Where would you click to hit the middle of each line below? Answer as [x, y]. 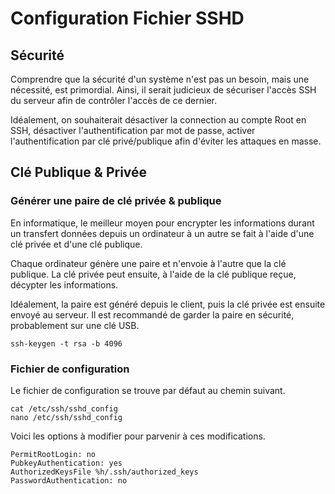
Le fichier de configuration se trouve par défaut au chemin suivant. [148, 390]
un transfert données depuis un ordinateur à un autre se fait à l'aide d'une [162, 233]
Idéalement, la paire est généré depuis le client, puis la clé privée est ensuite [168, 304]
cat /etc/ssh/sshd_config [64, 408]
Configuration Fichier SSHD [127, 18]
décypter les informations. [64, 284]
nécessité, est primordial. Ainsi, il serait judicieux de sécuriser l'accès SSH [163, 90]
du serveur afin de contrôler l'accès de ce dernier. [114, 100]
